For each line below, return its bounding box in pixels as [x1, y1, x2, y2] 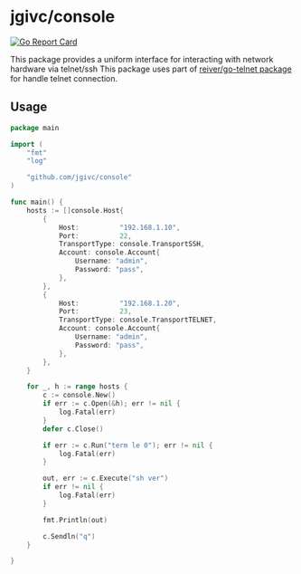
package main [10, 123, 60, 132]
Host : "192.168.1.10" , [58, 223, 181, 232]
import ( [10, 139, 43, 148]
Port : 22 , [58, 231, 132, 241]
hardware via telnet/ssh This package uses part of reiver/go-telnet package [10, 63, 292, 74]
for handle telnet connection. [10, 72, 118, 83]
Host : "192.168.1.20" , [58, 299, 181, 308]
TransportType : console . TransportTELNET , [58, 315, 218, 325]
